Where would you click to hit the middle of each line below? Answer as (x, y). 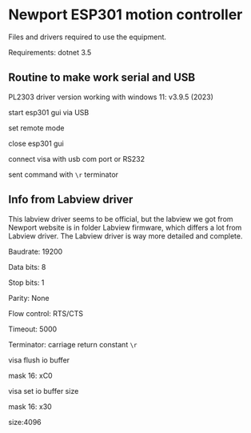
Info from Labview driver (71, 200)
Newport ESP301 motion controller (125, 15)
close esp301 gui (36, 143)
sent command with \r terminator (63, 174)
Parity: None (29, 298)
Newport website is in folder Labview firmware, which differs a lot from (125, 227)
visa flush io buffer (39, 360)
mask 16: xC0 (31, 375)
